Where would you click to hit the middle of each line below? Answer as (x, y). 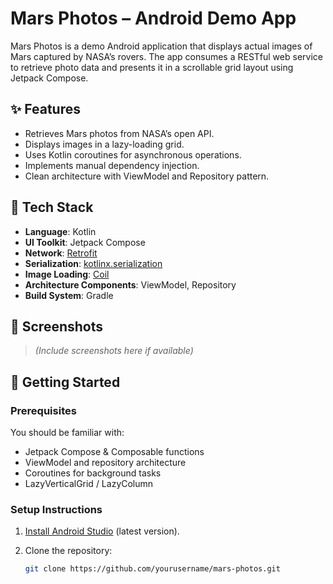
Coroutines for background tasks (93, 473)
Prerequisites (43, 410)
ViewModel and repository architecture (105, 463)
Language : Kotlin (60, 231)
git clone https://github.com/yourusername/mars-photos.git (152, 569)
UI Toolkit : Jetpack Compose (85, 242)
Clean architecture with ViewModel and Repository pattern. (147, 176)
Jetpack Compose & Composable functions (114, 452)
